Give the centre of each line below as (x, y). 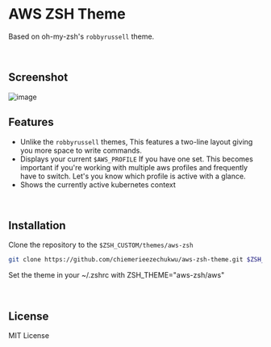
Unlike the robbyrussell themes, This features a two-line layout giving (136, 141)
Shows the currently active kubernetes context (98, 184)
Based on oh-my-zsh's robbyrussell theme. (81, 36)
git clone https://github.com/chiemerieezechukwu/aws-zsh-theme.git (126, 260)
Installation (37, 226)
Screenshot (38, 77)
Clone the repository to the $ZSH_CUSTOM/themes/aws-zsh (101, 245)
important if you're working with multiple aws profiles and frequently (134, 167)
